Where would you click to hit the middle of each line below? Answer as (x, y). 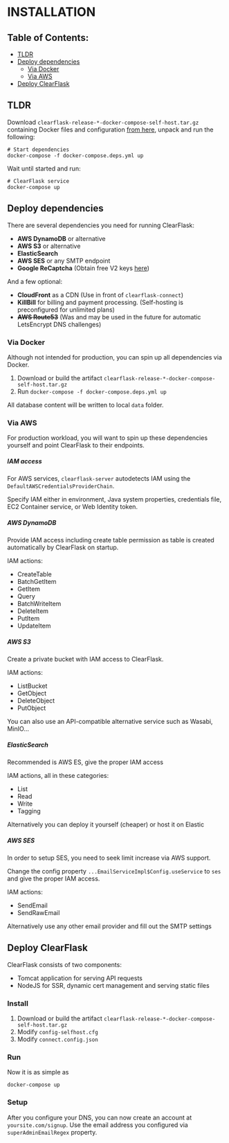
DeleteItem (33, 611)
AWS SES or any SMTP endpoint (64, 260)
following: (21, 136)
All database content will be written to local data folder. (85, 405)
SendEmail (33, 905)
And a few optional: (35, 281)
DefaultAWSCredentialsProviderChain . (61, 486)
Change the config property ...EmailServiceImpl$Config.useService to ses (114, 871)
